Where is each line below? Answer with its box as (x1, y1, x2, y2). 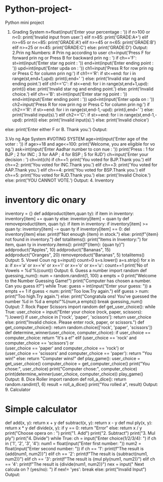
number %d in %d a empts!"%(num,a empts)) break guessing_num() (5, 298, 143, 304)
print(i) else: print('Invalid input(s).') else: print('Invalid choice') (24, 117, 149, 123)
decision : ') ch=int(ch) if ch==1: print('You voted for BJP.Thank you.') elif (5, 156, 152, 162)
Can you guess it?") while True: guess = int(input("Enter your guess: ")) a (5, 283, 152, 289)
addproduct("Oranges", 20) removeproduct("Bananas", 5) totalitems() (5, 252, 145, 258)
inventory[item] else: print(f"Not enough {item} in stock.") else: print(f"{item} (5, 231, 159, 237)
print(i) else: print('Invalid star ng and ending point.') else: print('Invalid (12, 86, 154, 92)
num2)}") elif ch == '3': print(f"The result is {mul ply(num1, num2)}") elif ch (5, 456, 155, 462)
